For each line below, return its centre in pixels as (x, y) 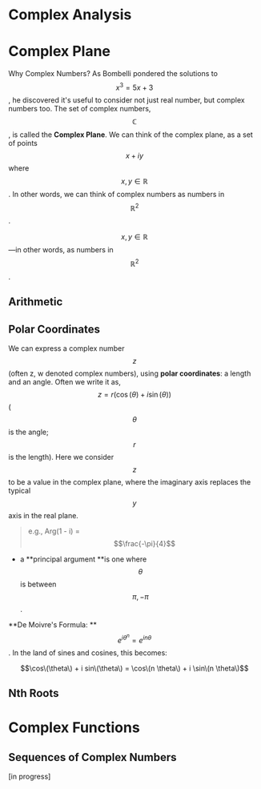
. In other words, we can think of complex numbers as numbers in (116, 194)
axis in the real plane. (43, 516)
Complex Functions (74, 728)
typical (20, 491)
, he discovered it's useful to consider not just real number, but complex (127, 100)
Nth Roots (34, 693)
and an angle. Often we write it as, (65, 382)
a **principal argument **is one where (83, 559)
